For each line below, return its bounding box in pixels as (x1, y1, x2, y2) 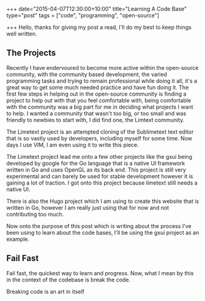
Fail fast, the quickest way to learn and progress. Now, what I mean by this (6, 269, 194, 276)
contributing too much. (6, 210, 64, 218)
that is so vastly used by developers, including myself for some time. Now (6, 134, 193, 142)
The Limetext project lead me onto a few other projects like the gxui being (6, 153, 193, 160)
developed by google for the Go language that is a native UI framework (6, 159, 185, 167)
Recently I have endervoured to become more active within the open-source (6, 64, 199, 71)
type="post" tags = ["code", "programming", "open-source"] (6, 12, 160, 19)
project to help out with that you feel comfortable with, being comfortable (6, 96, 192, 104)
